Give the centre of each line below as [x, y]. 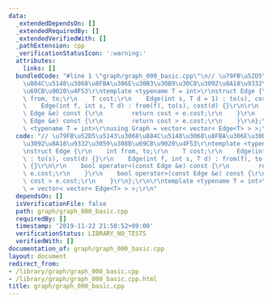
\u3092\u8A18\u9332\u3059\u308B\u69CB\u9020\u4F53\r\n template [132, 143]
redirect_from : [34, 263]
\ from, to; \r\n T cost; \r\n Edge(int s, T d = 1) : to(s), [137, 99]
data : [17, 16]
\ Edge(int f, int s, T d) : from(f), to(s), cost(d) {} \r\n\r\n [141, 106]
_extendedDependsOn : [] [55, 23]
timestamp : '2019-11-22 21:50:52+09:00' [85, 226]
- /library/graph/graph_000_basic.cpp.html [83, 279]
